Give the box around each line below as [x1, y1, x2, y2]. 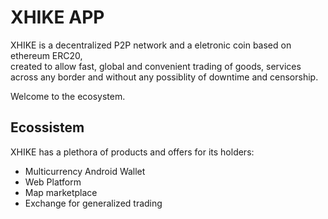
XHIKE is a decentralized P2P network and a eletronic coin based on [10, 39, 292, 51]
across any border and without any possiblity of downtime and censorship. [10, 71, 319, 83]
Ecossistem [10, 119, 85, 136]
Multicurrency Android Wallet [24, 165, 146, 177]
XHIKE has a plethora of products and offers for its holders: [10, 146, 255, 158]
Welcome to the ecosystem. [10, 90, 126, 102]
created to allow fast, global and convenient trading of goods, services [10, 60, 302, 72]
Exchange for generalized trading [24, 197, 163, 209]
